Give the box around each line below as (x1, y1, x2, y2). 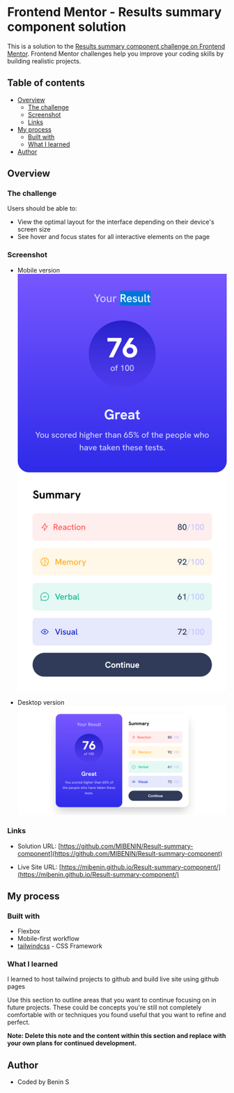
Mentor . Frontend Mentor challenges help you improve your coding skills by (7, 49, 224, 58)
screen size (17, 225, 51, 234)
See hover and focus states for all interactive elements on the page (17, 233, 210, 241)
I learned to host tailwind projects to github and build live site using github (7, 975, 219, 984)
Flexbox (17, 927, 40, 935)
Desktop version (17, 698, 65, 707)
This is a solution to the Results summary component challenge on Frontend (7, 42, 226, 50)
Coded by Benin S (17, 1078, 70, 1086)
